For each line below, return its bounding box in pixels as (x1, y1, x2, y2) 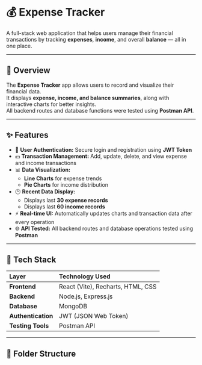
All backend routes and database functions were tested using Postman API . (6, 107, 194, 114)
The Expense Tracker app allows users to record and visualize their (6, 81, 174, 89)
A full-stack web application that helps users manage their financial (6, 29, 173, 37)
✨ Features (6, 130, 49, 140)
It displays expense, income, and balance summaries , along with (6, 94, 170, 101)
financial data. (6, 87, 41, 95)
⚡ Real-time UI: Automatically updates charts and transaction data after (14, 210, 192, 217)
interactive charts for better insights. (6, 101, 97, 108)
